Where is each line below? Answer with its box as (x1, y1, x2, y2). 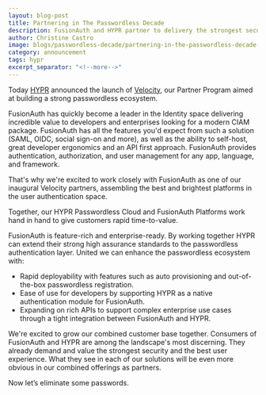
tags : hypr (8, 56, 44, 64)
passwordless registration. (47, 279, 135, 290)
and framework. (8, 159, 60, 169)
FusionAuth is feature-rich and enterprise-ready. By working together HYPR (8, 231, 256, 240)
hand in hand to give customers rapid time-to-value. (8, 215, 178, 224)
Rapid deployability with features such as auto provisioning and (19, 271, 227, 281)
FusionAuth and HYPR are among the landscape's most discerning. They (8, 337, 245, 347)
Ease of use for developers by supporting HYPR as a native (19, 288, 213, 297)
